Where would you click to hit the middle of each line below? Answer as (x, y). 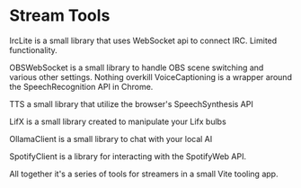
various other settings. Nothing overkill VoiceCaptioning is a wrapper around (150, 76)
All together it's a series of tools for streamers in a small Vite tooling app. (144, 174)
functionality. (34, 49)
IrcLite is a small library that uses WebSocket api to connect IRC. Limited (143, 40)
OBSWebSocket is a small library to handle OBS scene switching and (137, 67)
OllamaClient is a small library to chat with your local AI (111, 139)
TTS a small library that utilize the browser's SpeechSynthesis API (131, 103)
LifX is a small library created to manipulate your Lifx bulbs (118, 121)
